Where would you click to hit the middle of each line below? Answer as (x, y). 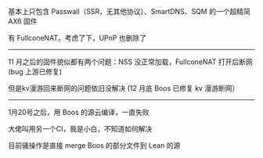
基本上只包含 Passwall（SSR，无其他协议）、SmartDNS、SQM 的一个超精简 (129, 11)
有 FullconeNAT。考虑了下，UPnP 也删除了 (77, 38)
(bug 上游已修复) (35, 72)
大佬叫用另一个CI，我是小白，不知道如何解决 (80, 129)
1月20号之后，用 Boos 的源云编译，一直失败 (79, 112)
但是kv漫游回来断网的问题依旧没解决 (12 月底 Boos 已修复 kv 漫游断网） (124, 88)
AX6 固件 (23, 21)
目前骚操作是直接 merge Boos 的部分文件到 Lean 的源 (94, 145)
